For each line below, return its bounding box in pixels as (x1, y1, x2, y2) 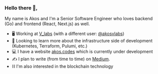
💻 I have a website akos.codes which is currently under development (11, 49, 153, 55)
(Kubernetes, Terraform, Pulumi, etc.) (11, 43, 88, 49)
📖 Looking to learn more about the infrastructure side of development (11, 38, 153, 44)
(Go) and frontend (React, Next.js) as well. (4, 21, 90, 27)
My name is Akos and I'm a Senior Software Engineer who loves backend (4, 16, 153, 22)
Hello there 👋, (4, 4, 38, 11)
